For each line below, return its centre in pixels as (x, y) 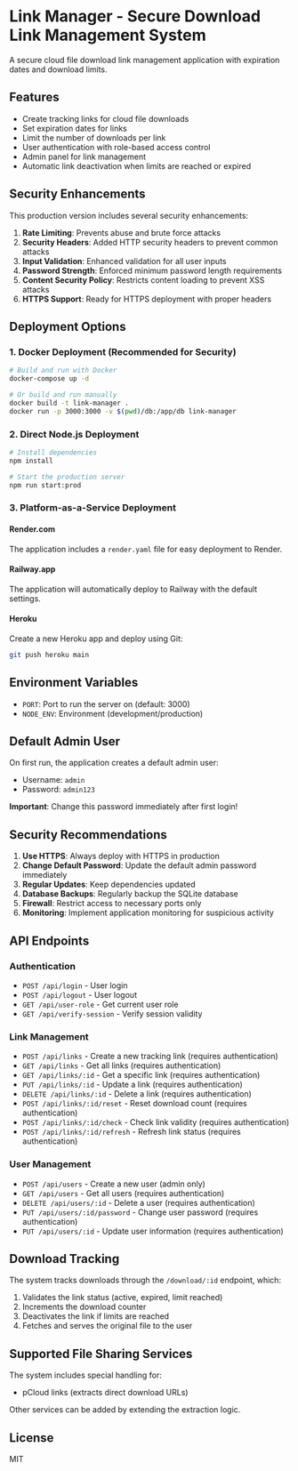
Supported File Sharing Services (101, 1354)
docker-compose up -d (49, 379)
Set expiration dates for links (74, 128)
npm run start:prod (45, 485)
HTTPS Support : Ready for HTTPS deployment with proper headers (147, 299)
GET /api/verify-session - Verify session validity (112, 1013)
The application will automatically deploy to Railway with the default (133, 589)
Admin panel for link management (84, 157)
